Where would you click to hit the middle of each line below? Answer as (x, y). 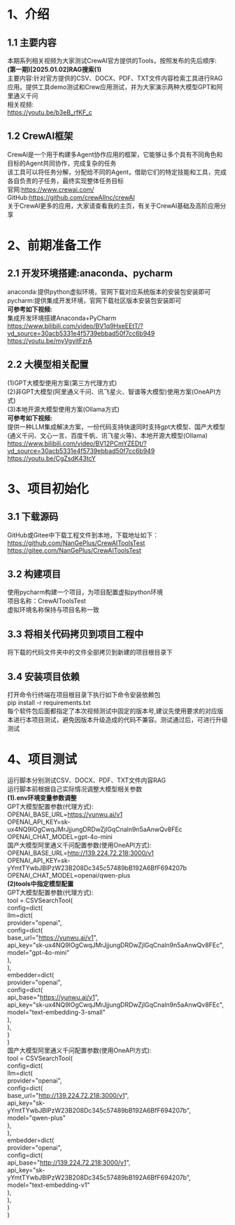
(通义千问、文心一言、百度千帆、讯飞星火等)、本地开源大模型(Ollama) (107, 435)
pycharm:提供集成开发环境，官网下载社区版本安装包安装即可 (94, 300)
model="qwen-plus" (37, 1118)
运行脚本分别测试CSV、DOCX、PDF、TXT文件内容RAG (87, 780)
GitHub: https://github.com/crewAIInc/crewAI (71, 197)
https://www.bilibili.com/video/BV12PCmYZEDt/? (77, 443)
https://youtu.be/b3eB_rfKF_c (50, 112)
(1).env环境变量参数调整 (42, 798)
